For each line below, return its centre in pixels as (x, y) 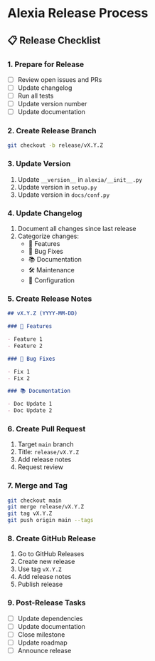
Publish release (40, 584)
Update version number (52, 104)
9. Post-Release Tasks (47, 603)
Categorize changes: (48, 236)
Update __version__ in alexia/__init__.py (80, 179)
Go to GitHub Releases (51, 554)
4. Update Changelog (45, 213)
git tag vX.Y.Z (30, 514)
